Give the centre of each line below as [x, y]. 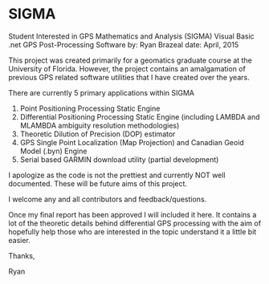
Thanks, [22, 256]
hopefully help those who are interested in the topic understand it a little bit [132, 231]
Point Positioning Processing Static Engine [90, 108]
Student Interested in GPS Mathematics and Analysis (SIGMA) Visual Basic [131, 36]
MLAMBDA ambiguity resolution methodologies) [100, 125]
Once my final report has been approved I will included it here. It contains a [132, 214]
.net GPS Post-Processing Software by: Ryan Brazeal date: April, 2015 [124, 44]
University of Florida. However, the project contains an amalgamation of [127, 68]
